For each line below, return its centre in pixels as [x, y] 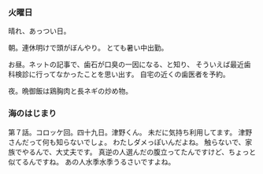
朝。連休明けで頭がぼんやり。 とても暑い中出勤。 [88, 48]
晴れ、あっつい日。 [39, 31]
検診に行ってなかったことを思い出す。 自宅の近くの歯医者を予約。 [122, 74]
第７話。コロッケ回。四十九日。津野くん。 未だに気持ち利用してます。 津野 [130, 132]
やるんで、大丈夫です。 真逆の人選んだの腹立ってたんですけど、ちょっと [139, 152]
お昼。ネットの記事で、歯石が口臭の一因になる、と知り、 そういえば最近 [126, 65]
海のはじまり [33, 113]
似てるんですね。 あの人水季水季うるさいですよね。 [92, 161]
